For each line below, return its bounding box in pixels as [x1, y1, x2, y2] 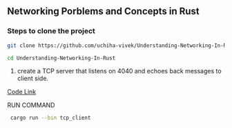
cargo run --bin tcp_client [10, 114, 91, 122]
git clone [7, 42, 36, 49]
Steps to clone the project [7, 26, 95, 36]
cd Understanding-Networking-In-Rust [7, 55, 116, 62]
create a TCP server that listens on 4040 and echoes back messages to [17, 67, 222, 75]
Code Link [7, 88, 37, 96]
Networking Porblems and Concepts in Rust [7, 6, 200, 17]
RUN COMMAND [7, 101, 55, 109]
